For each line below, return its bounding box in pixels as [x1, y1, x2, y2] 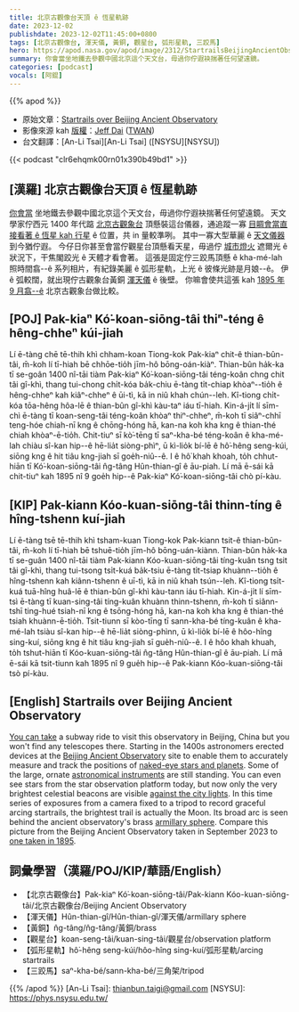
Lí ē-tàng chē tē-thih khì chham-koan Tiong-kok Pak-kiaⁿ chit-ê [9, 349, 243, 360]
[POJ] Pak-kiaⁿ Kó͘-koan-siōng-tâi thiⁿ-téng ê [9, 311, 264, 326]
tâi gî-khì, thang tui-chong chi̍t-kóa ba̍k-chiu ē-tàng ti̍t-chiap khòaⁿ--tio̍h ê [9, 379, 283, 390]
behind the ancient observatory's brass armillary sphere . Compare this [9, 817, 269, 827]
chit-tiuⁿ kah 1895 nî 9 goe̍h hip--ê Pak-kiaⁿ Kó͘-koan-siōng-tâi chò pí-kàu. [9, 471, 282, 482]
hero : [9, 46, 29, 55]
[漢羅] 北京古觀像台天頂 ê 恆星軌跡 [9, 182, 198, 197]
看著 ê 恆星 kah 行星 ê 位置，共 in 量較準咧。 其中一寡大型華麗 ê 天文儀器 [16, 229, 286, 241]
